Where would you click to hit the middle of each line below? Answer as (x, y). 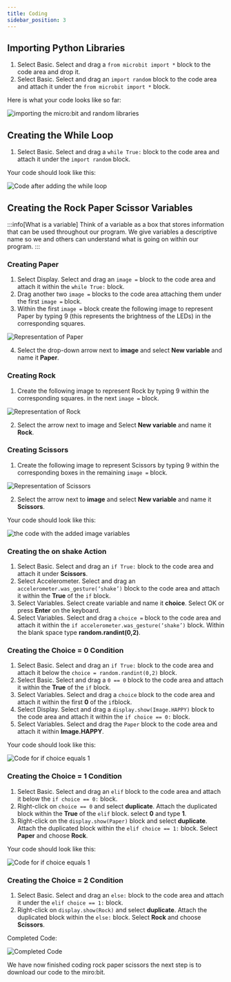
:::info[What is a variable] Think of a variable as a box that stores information (115, 224)
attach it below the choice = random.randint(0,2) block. (97, 673)
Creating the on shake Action (57, 551)
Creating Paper (33, 264)
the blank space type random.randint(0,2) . (79, 633)
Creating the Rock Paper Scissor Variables (100, 208)
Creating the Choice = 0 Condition (66, 651)
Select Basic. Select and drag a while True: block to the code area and (118, 152)
